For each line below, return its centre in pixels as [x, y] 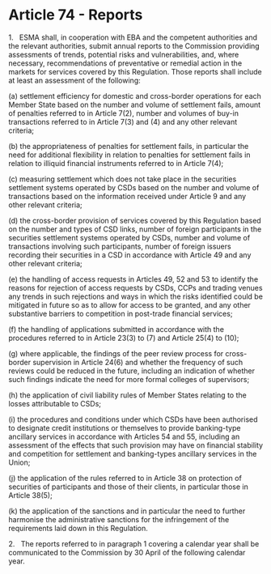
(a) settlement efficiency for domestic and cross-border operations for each [135, 96]
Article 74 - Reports [76, 15]
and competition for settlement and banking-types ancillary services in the [133, 453]
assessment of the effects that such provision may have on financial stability [136, 445]
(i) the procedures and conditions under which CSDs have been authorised [133, 419]
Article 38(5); [30, 495]
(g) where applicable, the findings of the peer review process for [116, 353]
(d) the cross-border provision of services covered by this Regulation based [135, 220]
